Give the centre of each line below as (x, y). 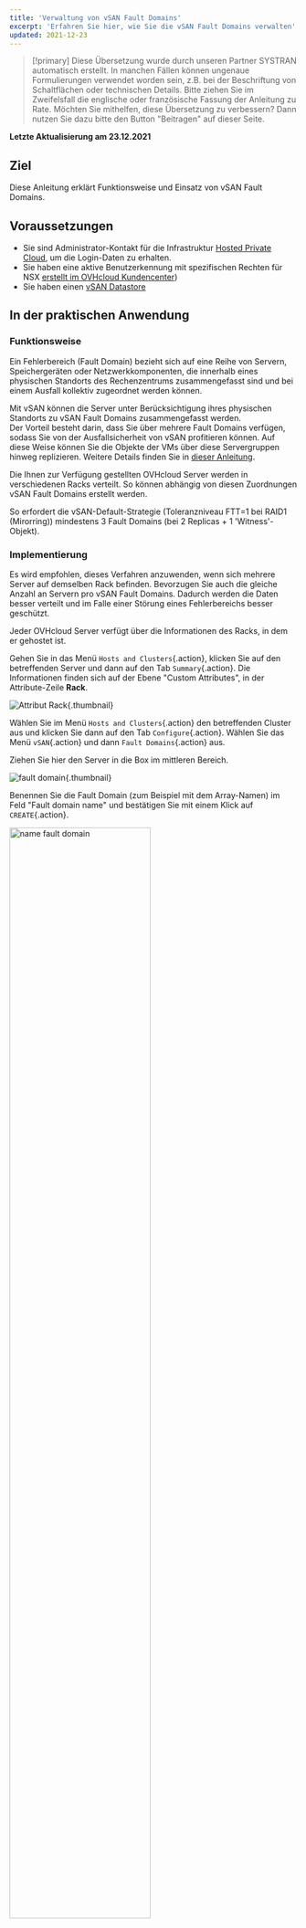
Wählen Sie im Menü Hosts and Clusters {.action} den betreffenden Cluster (151, 722)
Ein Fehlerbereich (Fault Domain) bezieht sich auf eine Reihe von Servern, (148, 361)
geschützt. (30, 613)
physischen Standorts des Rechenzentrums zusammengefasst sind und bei (152, 381)
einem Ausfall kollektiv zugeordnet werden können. (106, 390)
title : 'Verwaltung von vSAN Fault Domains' (95, 18)
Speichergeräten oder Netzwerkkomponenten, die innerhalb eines (134, 371)
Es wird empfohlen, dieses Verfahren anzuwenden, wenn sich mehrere (142, 574)
